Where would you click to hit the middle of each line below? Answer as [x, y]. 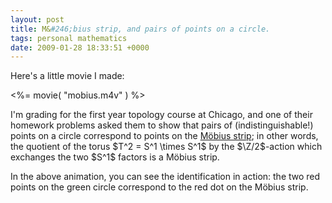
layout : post [37, 19]
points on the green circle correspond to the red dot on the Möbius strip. [159, 187]
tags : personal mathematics [69, 38]
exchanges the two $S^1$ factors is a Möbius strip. [115, 157]
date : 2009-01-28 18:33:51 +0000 [80, 47]
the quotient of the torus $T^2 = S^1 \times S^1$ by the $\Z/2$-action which [166, 147]
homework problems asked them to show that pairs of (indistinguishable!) [162, 125]
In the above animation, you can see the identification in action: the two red [165, 177]
